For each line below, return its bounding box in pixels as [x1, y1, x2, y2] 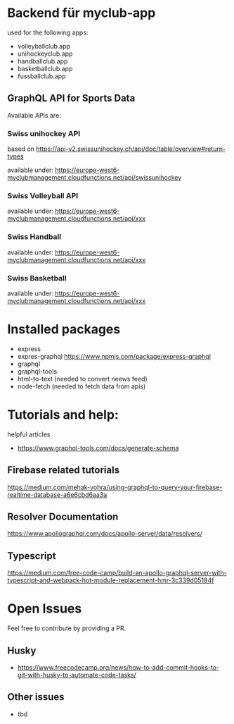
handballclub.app [17, 56, 68, 65]
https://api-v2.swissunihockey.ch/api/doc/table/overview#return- [36, 145, 226, 153]
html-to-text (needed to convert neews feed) [17, 374, 148, 383]
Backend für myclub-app [7, 5, 156, 21]
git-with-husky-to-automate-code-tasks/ [17, 671, 137, 679]
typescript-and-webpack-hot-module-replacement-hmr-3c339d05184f [7, 576, 214, 584]
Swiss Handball [7, 232, 62, 242]
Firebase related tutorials [7, 464, 120, 477]
